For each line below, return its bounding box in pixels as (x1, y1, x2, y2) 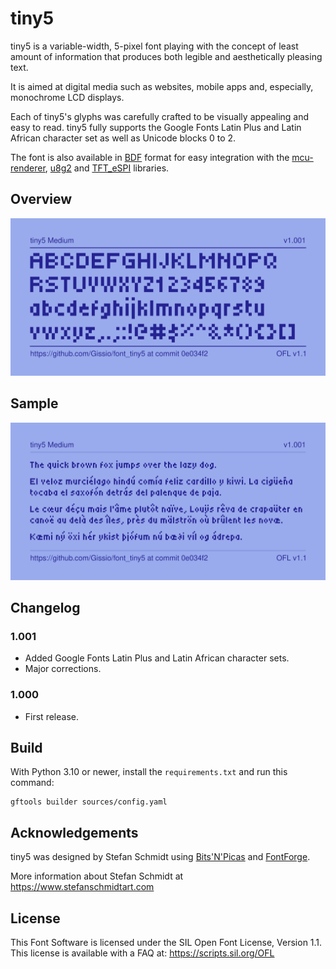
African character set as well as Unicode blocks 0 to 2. (10, 132, 237, 144)
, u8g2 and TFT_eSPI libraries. (44, 162, 170, 174)
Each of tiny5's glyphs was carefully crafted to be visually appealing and (10, 110, 310, 122)
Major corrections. (24, 663, 102, 675)
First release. (24, 710, 79, 722)
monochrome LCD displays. (10, 91, 125, 103)
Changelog (10, 599, 81, 616)
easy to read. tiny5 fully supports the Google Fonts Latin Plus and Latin (10, 121, 302, 133)
